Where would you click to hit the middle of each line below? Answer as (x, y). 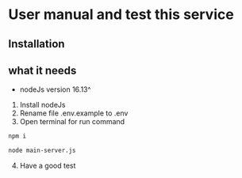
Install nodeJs (42, 105)
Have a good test (48, 166)
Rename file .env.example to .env (74, 113)
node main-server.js (42, 151)
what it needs (42, 70)
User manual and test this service (121, 15)
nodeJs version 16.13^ (55, 89)
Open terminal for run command (72, 122)
